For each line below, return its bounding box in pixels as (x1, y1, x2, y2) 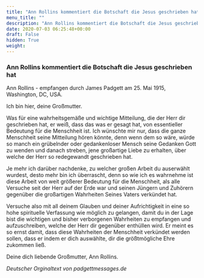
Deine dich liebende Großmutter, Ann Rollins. (6, 253, 118, 260)
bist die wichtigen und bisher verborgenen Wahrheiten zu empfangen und (6, 215, 191, 223)
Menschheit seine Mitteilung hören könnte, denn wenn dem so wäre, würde (6, 134, 195, 141)
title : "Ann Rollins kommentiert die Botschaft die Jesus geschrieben (6, 9, 189, 15)
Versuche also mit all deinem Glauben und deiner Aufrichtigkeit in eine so (6, 203, 190, 210)
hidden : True (6, 37, 39, 43)
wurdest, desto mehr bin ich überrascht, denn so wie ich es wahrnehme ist (6, 172, 194, 179)
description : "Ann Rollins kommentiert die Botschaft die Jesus (6, 20, 172, 26)
